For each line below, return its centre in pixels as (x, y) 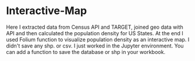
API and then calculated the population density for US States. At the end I (95, 33)
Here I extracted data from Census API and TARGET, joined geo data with (95, 27)
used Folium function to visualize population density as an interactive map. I (98, 39)
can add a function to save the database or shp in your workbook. (86, 52)
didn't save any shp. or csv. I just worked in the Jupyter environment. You (95, 46)
